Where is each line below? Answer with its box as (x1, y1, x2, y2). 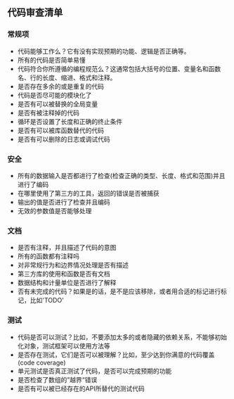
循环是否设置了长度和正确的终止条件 (17, 117, 123, 125)
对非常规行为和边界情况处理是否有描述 (17, 261, 129, 270)
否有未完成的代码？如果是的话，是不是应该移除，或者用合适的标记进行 (17, 287, 221, 296)
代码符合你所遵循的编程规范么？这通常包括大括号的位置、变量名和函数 (17, 64, 221, 72)
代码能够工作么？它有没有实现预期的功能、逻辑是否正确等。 (17, 46, 190, 55)
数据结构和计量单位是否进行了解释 (17, 279, 117, 287)
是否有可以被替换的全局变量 (17, 99, 98, 108)
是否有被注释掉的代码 (17, 108, 79, 117)
